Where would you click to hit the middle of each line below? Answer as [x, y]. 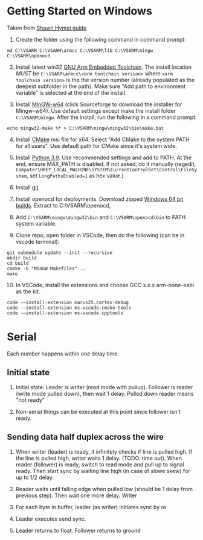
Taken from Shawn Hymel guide [47, 28]
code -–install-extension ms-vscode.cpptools [65, 313]
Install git [27, 187]
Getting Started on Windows [80, 11]
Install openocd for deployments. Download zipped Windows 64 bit [99, 199]
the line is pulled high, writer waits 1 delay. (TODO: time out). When [98, 458]
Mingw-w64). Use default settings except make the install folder [95, 110]
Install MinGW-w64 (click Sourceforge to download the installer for [99, 104]
